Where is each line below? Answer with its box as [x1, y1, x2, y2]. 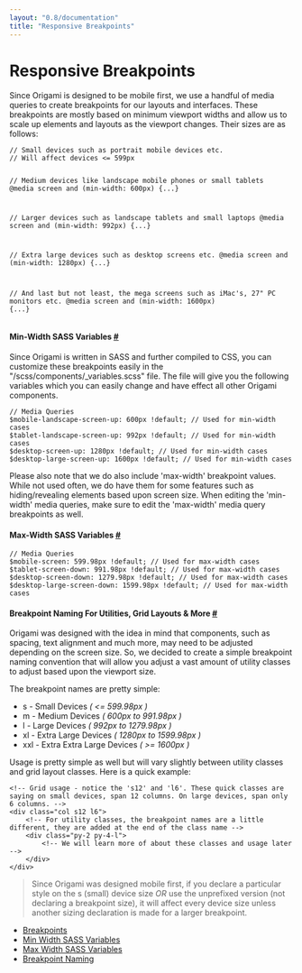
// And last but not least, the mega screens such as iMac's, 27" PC [9, 289, 277, 298]
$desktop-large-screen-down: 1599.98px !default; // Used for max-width [9, 581, 288, 591]
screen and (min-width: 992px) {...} [9, 222, 151, 231]
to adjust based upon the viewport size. [9, 666, 156, 677]
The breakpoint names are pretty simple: [9, 684, 160, 694]
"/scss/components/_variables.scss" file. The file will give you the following [9, 371, 289, 381]
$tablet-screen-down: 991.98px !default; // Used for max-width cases [9, 565, 280, 574]
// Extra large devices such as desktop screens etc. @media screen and [9, 250, 288, 260]
